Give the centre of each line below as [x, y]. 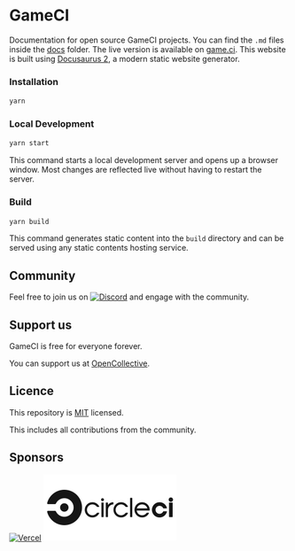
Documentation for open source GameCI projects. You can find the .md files [147, 40]
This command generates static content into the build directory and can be [147, 238]
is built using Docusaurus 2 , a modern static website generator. [125, 58]
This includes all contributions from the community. [103, 430]
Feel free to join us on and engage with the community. [129, 297]
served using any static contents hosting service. [99, 248]
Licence [32, 391]
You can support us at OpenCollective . [80, 363]
